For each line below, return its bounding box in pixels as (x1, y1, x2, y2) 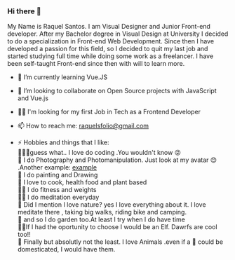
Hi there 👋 (7, 6, 42, 16)
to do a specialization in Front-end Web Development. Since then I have (7, 37, 215, 46)
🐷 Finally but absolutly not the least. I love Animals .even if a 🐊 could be (17, 238, 223, 246)
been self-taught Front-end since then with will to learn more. (7, 60, 185, 68)
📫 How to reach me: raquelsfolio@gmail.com (17, 122, 149, 130)
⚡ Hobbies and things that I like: (17, 138, 110, 146)
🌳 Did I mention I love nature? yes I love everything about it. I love (17, 200, 206, 209)
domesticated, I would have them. (17, 245, 116, 254)
